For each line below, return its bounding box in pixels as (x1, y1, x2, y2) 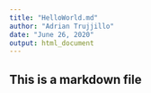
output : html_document (9, 38, 94, 48)
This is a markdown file (9, 71, 142, 87)
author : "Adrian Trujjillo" (9, 22, 115, 31)
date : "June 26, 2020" (9, 30, 94, 39)
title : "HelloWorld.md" (9, 13, 99, 23)
